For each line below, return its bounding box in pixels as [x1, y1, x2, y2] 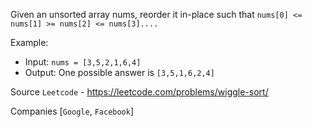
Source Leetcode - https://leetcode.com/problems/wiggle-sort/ [10, 86, 269, 98]
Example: [10, 37, 49, 48]
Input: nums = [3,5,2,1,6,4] [24, 56, 142, 68]
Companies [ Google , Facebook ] [10, 105, 135, 117]
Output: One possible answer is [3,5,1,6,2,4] [24, 67, 215, 78]
